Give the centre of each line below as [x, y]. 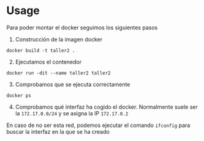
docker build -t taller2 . [41, 50]
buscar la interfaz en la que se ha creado [58, 131]
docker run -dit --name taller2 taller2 [59, 73]
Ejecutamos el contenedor [48, 62]
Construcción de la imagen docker [59, 39]
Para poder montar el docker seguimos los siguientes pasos [82, 27]
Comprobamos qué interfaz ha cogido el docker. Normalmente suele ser [106, 107]
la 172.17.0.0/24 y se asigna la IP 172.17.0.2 [72, 113]
